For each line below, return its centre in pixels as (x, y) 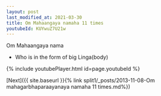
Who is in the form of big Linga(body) (62, 57)
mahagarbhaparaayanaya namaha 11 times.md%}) (68, 87)
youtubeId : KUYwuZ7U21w (36, 28)
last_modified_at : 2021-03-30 (44, 17)
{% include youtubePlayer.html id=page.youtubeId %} (73, 69)
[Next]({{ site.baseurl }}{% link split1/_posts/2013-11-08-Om (81, 80)
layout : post (23, 12)
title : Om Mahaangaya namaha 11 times (55, 23)
